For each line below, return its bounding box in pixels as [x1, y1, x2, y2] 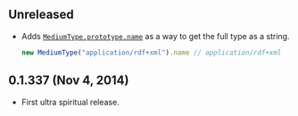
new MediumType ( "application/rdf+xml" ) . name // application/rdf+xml [21, 48, 282, 57]
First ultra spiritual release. [21, 96, 120, 107]
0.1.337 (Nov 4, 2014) [8, 73, 129, 88]
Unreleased [8, 7, 75, 22]
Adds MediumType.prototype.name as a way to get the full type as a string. [21, 30, 290, 41]
